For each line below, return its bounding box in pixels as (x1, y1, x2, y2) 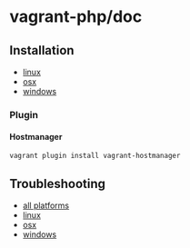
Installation (9, 43, 75, 58)
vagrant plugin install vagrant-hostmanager (9, 152, 181, 161)
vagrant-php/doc (9, 6, 143, 27)
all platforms (22, 200, 70, 211)
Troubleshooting (9, 175, 106, 192)
